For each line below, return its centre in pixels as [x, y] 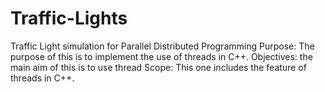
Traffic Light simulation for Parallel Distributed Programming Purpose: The [162, 46]
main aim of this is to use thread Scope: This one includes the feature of [158, 67]
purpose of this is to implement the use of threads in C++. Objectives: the [161, 56]
